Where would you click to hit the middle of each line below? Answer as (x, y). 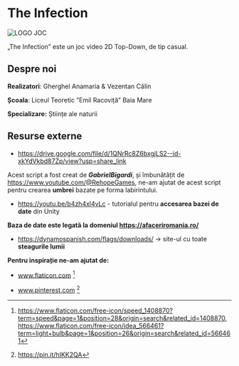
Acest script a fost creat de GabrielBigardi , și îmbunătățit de (96, 174)
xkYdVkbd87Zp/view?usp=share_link (72, 161)
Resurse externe (45, 136)
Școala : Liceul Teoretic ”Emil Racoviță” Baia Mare (80, 100)
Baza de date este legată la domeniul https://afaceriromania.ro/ (103, 225)
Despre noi (32, 69)
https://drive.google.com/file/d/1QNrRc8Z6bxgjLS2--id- (99, 153)
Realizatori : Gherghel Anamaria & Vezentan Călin (79, 86)
